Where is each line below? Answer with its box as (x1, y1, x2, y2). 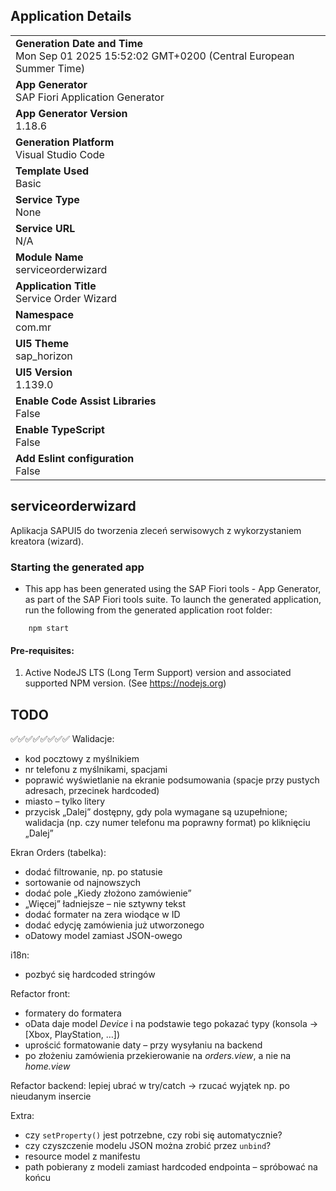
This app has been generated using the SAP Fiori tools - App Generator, (24, 582, 322, 594)
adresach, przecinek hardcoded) (24, 784, 160, 796)
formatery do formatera (24, 1007, 122, 1019)
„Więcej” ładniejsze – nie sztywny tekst (24, 897, 187, 909)
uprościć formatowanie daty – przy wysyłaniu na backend (24, 1039, 263, 1051)
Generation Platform (15, 135, 115, 149)
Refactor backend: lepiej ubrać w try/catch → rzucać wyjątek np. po (10, 1079, 291, 1091)
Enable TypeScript (15, 422, 105, 436)
